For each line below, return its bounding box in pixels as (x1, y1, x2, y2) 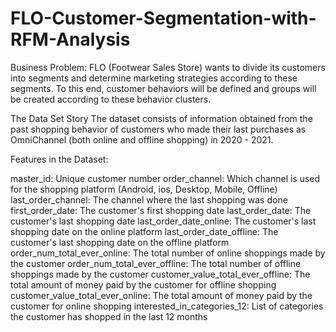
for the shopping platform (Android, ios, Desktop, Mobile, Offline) (10, 183, 278, 195)
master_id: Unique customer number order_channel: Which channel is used (10, 172, 321, 184)
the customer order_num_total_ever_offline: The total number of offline (10, 257, 302, 269)
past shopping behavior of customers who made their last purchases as (10, 123, 307, 135)
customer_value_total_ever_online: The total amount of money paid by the (10, 289, 313, 301)
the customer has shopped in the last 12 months (10, 310, 208, 322)
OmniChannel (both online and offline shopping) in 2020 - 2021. (10, 133, 274, 146)
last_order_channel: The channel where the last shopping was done (10, 193, 288, 206)
